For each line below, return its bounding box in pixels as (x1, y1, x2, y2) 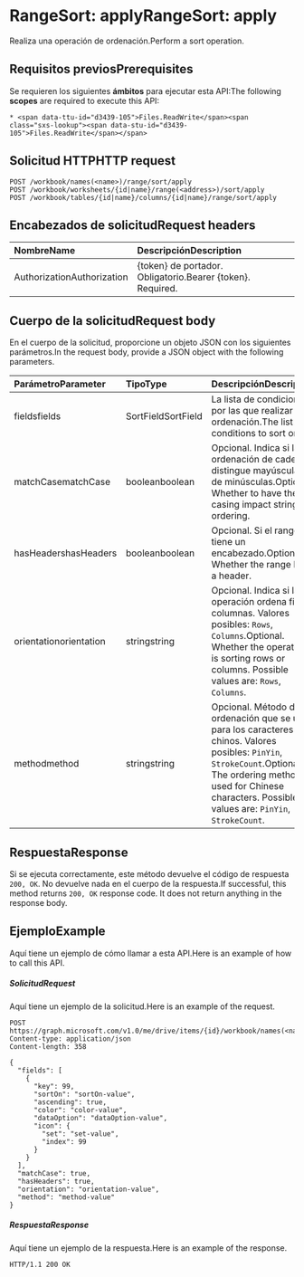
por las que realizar (211, 405, 294, 417)
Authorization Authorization (14, 271, 128, 283)
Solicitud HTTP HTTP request (9, 153, 176, 168)
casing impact (211, 499, 271, 511)
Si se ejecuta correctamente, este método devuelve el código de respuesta (9, 869, 290, 879)
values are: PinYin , (211, 803, 291, 815)
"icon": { (33, 1121, 71, 1130)
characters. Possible (211, 791, 299, 804)
